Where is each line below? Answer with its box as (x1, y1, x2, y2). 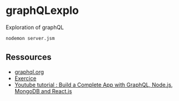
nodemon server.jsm (5, 35, 55, 41)
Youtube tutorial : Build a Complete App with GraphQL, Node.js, (14, 81, 174, 88)
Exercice (14, 74, 37, 82)
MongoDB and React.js (14, 87, 72, 94)
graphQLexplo (5, 4, 79, 18)
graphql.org (14, 68, 44, 76)
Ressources (5, 52, 52, 62)
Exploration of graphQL (5, 24, 64, 31)
